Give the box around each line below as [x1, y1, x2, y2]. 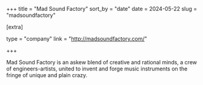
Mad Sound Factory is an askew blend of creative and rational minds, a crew [6, 59, 198, 66]
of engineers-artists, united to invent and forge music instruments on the [6, 65, 188, 72]
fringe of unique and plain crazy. [6, 72, 88, 78]
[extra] [6, 24, 23, 30]
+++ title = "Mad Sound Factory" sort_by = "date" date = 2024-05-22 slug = [6, 5, 198, 12]
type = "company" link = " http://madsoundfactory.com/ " [6, 35, 147, 42]
